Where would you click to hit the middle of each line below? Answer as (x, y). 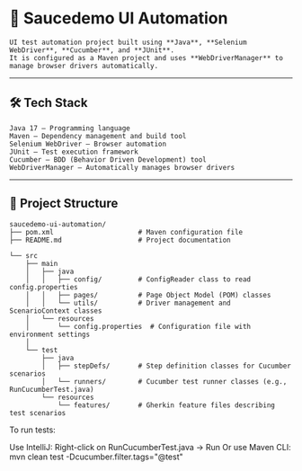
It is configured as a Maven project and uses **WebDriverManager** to (146, 58)
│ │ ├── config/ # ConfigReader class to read (138, 279)
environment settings (50, 334)
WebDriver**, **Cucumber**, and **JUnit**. (92, 50)
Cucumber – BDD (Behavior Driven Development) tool (108, 160)
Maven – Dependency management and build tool (98, 136)
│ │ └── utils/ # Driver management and (128, 303)
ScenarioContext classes (56, 311)
